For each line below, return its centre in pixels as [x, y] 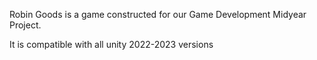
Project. [25, 25]
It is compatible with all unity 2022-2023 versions [111, 44]
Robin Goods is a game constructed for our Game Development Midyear [158, 14]
